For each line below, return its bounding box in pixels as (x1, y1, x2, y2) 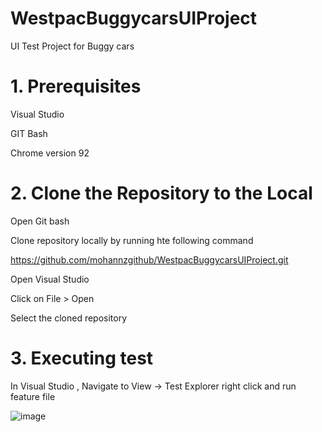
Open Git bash (10, 215, 70, 227)
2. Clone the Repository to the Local (10, 182, 313, 205)
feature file (10, 390, 56, 402)
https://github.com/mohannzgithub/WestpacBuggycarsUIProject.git (10, 253, 289, 266)
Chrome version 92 (10, 147, 90, 159)
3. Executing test (10, 347, 154, 369)
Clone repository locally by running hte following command (10, 234, 254, 246)
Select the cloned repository (10, 312, 128, 324)
